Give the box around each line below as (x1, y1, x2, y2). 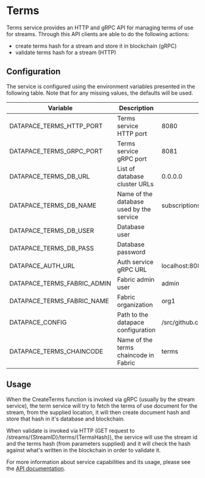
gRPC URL (117, 265, 148, 274)
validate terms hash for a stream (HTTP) (15, 48, 117, 56)
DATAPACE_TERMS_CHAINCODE (9, 347, 104, 355)
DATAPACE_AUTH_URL (9, 261, 75, 270)
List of (117, 164, 135, 173)
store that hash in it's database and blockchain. (6, 415, 125, 422)
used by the (117, 205, 151, 213)
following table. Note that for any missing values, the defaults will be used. (6, 89, 193, 97)
